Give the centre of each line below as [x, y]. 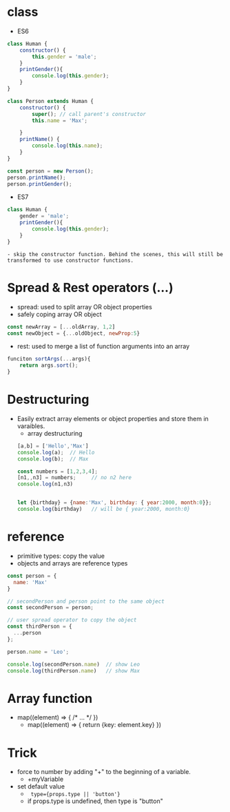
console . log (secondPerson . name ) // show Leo [73, 664]
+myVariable [45, 779]
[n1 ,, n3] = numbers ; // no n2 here [74, 478]
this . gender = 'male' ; [64, 57]
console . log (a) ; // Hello [56, 452]
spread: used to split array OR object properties [85, 307]
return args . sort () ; [49, 366]
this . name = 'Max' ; [60, 120]
